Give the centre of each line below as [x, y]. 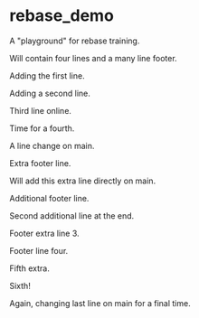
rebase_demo [62, 16]
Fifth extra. [29, 268]
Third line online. [41, 110]
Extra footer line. [40, 163]
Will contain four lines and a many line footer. [94, 58]
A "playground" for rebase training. [75, 41]
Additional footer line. [49, 198]
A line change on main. [52, 145]
